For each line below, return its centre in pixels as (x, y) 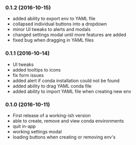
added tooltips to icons (37, 69)
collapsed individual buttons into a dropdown (60, 24)
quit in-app (24, 126)
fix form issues (28, 75)
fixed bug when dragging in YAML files (53, 40)
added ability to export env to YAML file (54, 19)
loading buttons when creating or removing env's (64, 137)
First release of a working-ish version (52, 115)
